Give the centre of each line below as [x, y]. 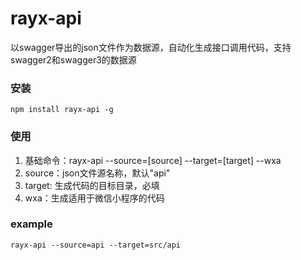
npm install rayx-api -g [62, 110]
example [31, 224]
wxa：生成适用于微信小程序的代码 [94, 198]
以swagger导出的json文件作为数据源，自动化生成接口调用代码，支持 [151, 47]
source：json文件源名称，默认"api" [97, 173]
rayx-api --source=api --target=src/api [96, 245]
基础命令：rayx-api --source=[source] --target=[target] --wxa [153, 160]
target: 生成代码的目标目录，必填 [92, 185]
